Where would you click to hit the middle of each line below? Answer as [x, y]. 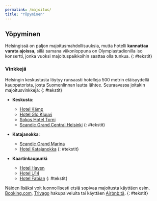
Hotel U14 [29, 173]
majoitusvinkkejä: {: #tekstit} [34, 90]
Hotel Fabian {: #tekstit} [43, 178]
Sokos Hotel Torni [38, 119]
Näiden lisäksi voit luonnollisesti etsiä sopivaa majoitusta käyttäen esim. [78, 188]
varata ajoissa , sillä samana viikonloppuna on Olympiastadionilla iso [74, 51]
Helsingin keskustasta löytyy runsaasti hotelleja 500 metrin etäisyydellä [77, 79]
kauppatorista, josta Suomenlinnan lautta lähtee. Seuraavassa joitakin [75, 85]
